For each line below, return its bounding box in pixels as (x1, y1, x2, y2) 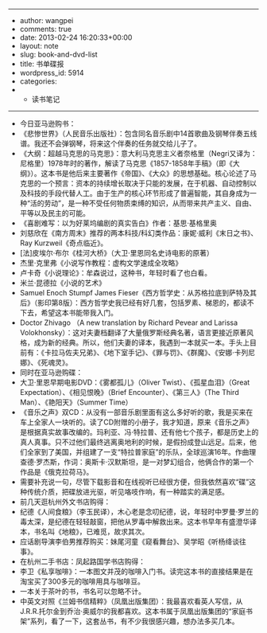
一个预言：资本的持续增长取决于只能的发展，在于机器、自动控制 (41, 178, 250, 188)
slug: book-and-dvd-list (19, 49, 98, 59)
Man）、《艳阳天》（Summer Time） (19, 397, 133, 407)
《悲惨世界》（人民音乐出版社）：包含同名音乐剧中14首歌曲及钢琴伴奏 (19, 129, 244, 138)
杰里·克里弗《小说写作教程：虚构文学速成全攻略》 (19, 258, 183, 268)
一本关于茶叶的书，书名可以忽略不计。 (19, 587, 145, 596)
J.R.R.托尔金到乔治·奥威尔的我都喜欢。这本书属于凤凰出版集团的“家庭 (19, 607, 246, 615)
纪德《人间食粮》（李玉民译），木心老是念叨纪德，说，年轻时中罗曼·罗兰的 (19, 507, 259, 516)
